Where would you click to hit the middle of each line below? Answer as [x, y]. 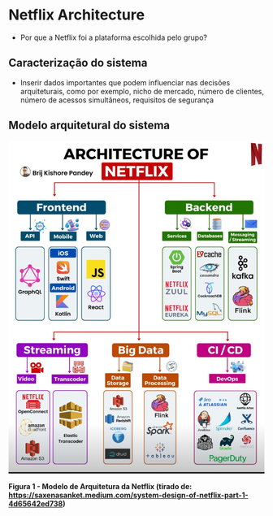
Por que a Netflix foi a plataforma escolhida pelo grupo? [113, 37]
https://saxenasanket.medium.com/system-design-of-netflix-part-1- [129, 495]
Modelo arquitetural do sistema [89, 126]
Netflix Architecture [76, 15]
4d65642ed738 [36, 503]
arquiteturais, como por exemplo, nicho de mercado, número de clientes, [142, 91]
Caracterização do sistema [78, 63]
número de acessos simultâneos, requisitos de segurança [117, 100]
